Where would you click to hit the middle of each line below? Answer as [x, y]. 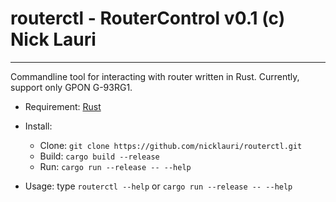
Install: [38, 126]
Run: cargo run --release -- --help [115, 166]
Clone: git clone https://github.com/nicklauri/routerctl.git [171, 145]
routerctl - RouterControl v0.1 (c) [148, 18]
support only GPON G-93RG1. [71, 87]
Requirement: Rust [63, 106]
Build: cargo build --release [99, 156]
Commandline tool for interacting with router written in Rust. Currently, [155, 76]
